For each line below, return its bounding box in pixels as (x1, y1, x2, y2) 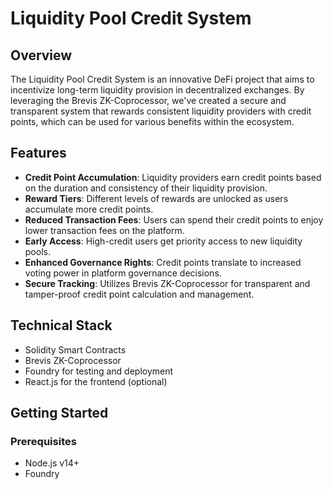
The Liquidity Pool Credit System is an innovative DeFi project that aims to (10, 73, 315, 85)
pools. (24, 245, 51, 257)
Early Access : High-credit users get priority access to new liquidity (24, 235, 303, 247)
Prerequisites (10, 434, 77, 448)
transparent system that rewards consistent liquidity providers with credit (10, 105, 312, 117)
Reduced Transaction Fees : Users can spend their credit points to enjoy (24, 213, 324, 226)
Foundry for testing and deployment (24, 365, 174, 377)
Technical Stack (10, 317, 113, 334)
